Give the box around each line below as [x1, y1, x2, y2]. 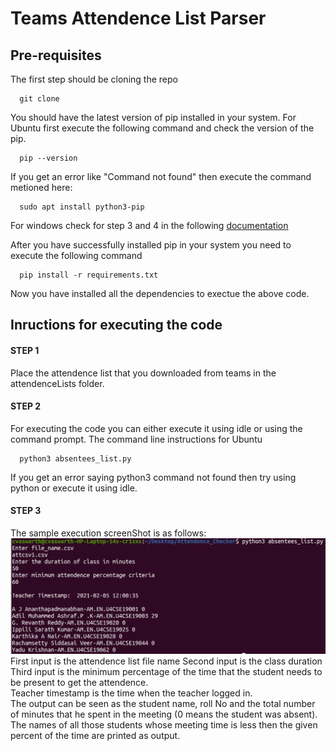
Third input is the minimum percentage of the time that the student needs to [10, 665, 323, 677]
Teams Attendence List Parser [10, 7, 267, 30]
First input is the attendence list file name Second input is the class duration [10, 655, 323, 667]
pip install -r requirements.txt [19, 270, 159, 280]
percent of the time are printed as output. [10, 729, 181, 741]
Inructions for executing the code [10, 317, 223, 334]
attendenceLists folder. [10, 377, 105, 389]
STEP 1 [10, 344, 40, 356]
